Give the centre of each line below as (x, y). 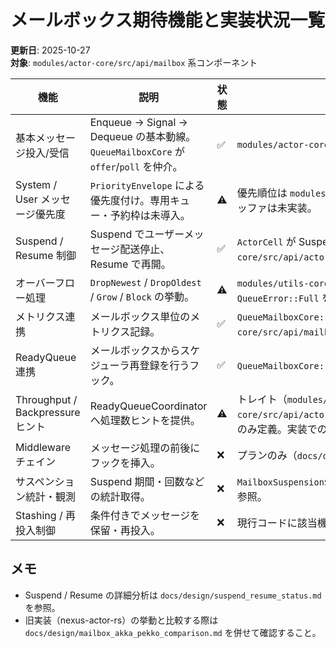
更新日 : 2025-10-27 (50, 50)
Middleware (43, 447)
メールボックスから (135, 350)
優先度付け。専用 (129, 200)
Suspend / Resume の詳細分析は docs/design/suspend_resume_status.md (173, 595)
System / (36, 184)
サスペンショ (45, 481)
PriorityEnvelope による (147, 185)
